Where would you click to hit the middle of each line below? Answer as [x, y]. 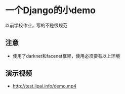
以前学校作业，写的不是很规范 [36, 25]
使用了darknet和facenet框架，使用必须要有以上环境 [66, 56]
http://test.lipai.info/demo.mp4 [45, 86]
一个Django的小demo [51, 10]
